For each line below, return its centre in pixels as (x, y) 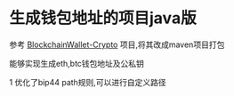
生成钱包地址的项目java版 (103, 18)
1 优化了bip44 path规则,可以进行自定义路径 (88, 82)
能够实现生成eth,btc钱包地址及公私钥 (77, 63)
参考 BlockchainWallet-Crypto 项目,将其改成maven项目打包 (117, 44)
